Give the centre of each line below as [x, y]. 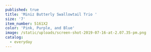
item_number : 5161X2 [27, 24]
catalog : [14, 38]
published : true [22, 10]
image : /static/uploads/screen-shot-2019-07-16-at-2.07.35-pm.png [76, 33]
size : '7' [15, 19]
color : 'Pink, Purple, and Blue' [40, 28]
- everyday [21, 42]
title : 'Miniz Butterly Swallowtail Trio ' [51, 14]
